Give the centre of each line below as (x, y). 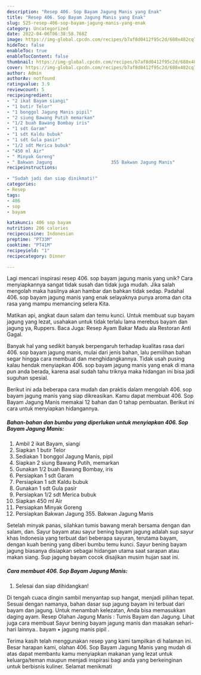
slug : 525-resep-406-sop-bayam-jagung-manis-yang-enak (76, 23)
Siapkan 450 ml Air (39, 501)
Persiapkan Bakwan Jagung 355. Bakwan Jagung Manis (84, 514)
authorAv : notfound (31, 78)
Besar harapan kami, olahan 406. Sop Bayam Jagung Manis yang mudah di (99, 647)
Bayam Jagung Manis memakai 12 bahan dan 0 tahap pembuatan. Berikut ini (101, 402)
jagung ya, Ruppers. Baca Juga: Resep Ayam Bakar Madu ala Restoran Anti (99, 328)
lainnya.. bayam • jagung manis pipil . (64, 629)
